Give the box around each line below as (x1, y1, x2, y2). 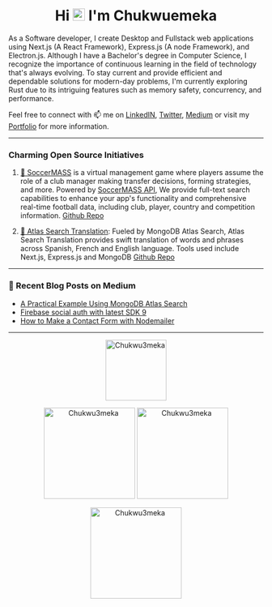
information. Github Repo (19, 211, 104, 220)
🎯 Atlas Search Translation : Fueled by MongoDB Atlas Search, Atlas (19, 226, 245, 237)
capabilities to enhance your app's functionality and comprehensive (19, 194, 247, 203)
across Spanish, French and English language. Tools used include (19, 244, 240, 254)
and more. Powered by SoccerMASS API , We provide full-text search (19, 185, 251, 194)
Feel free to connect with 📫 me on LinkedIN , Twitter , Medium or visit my (8, 109, 249, 119)
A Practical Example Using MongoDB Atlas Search (19, 298, 188, 308)
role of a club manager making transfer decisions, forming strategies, (19, 177, 252, 186)
